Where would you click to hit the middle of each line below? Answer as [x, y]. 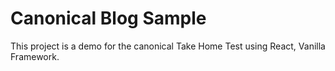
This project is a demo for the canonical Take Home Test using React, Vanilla [168, 46]
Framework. [35, 56]
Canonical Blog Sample [108, 18]
